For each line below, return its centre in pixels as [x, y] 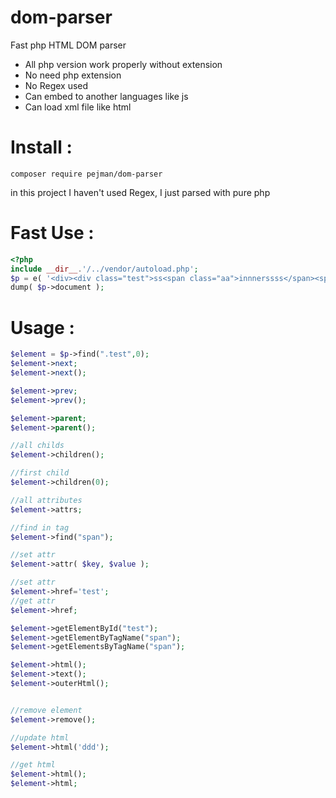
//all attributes [46, 500]
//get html [33, 765]
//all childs [37, 446]
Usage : [42, 327]
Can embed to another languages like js [106, 96]
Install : [41, 147]
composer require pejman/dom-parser [86, 174]
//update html [40, 737]
